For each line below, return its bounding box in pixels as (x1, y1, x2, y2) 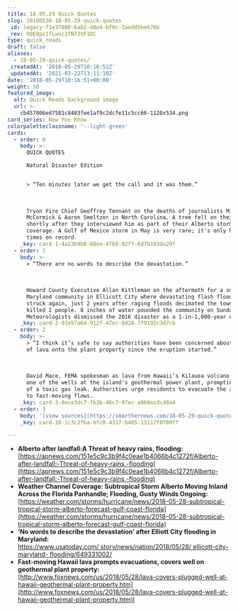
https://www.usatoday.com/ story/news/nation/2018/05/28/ (17, 543, 192, 551)
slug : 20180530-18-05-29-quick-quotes (7, 17, 122, 24)
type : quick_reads (7, 37, 62, 44)
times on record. (25, 234, 78, 241)
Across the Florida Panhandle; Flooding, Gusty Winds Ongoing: (17, 490, 208, 498)
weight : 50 (7, 83, 40, 90)
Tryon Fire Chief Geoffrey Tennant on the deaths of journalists (25, 207, 223, 215)
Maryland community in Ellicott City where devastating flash (25, 293, 214, 301)
